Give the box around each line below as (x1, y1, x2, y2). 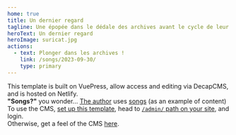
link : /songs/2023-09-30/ (20, 56, 97, 63)
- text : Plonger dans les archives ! (13, 50, 125, 57)
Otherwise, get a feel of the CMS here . (7, 119, 119, 127)
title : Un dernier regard (7, 17, 83, 24)
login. (7, 112, 24, 120)
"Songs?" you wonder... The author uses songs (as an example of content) (7, 96, 227, 105)
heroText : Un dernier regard (7, 30, 93, 37)
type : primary (20, 63, 61, 70)
